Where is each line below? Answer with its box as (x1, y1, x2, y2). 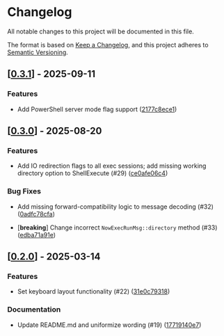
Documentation (7, 305, 61, 314)
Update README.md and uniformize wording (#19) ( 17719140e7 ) (17, 321, 202, 329)
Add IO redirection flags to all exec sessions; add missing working (17, 161, 207, 170)
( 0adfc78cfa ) (17, 209, 56, 218)
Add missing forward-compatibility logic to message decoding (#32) (17, 202, 214, 211)
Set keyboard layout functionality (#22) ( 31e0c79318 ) (17, 287, 170, 296)
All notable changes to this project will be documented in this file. (7, 27, 195, 35)
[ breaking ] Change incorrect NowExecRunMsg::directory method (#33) (17, 223, 218, 232)
